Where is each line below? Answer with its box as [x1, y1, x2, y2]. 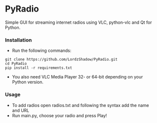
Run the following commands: [12, 47, 71, 54]
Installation [5, 36, 32, 43]
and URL [12, 108, 29, 113]
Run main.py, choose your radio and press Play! [12, 112, 107, 118]
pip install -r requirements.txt [5, 65, 72, 71]
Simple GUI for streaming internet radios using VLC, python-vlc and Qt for [5, 19, 152, 25]
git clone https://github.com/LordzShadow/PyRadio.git [5, 57, 118, 62]
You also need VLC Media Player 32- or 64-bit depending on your [12, 74, 143, 80]
